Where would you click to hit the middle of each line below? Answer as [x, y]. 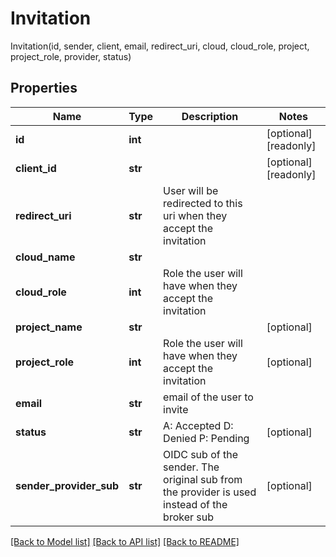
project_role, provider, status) [71, 56]
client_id [36, 168]
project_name [49, 327]
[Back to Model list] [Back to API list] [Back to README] [125, 541]
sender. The [191, 467]
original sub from [203, 479]
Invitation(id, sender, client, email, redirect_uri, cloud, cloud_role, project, [160, 46]
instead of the [195, 504]
